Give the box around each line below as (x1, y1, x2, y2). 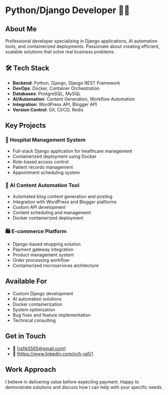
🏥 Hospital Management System (5, 136, 86, 143)
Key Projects (5, 121, 46, 130)
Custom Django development (12, 290, 74, 297)
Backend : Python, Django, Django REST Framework (12, 80, 120, 86)
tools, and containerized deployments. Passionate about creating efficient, (5, 43, 160, 49)
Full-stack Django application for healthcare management (12, 148, 133, 154)
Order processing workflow (12, 257, 70, 263)
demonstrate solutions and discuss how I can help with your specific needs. (5, 384, 163, 390)
